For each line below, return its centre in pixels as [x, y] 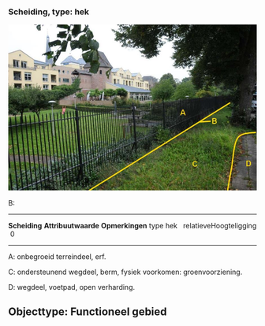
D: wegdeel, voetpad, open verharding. [72, 287]
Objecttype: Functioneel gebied [88, 312]
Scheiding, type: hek [49, 12]
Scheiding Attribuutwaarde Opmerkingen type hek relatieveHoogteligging [132, 225]
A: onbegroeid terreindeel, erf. [57, 256]
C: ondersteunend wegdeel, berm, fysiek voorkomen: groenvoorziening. [125, 272]
